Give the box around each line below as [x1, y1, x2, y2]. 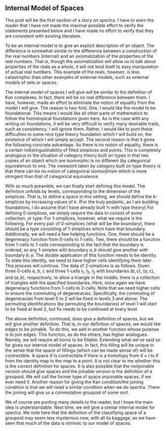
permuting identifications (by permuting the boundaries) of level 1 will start [5, 301, 157, 307]
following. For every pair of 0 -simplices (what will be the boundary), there [5, 220, 155, 226]
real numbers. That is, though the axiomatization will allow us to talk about [5, 58, 156, 64]
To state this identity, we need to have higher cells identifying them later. [5, 257, 153, 263]
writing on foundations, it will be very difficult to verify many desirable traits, [5, 121, 160, 126]
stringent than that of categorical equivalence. [5, 173, 100, 179]
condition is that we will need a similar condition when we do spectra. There [5, 384, 160, 390]
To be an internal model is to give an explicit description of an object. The [5, 42, 155, 49]
